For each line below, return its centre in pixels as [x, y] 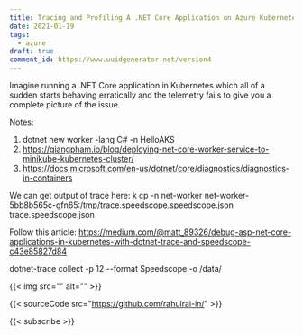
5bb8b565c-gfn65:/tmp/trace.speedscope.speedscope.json [122, 205]
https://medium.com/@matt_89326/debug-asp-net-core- [184, 232]
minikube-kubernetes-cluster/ [78, 158]
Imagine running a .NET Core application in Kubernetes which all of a [138, 85]
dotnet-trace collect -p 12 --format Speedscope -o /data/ [116, 269]
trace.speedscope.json [52, 214]
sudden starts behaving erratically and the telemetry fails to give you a [140, 95]
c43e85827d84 [38, 251]
